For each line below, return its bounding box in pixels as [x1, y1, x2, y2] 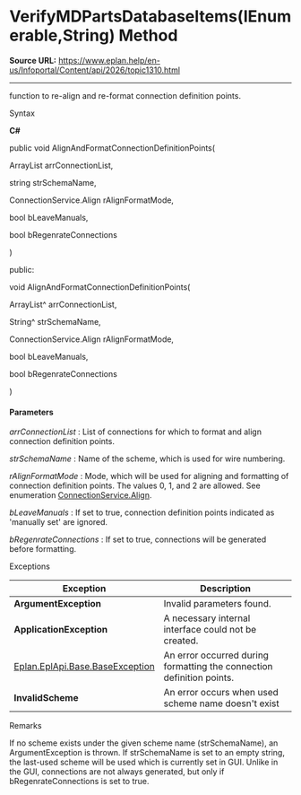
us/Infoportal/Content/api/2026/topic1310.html [9, 65, 181, 75]
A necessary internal [163, 612, 251, 625]
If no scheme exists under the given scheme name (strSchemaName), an [9, 738, 279, 748]
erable [9, 25, 58, 46]
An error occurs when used [163, 686, 279, 699]
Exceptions [9, 561, 51, 572]
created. [163, 634, 199, 647]
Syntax [9, 108, 36, 118]
